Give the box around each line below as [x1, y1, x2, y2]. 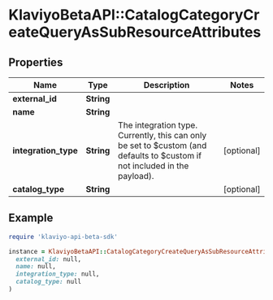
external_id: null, [15, 254, 82, 263]
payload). [117, 171, 154, 181]
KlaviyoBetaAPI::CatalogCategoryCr [8, 6, 260, 24]
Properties [8, 55, 63, 69]
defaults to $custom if [117, 150, 201, 161]
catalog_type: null [15, 278, 82, 286]
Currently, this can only [117, 130, 207, 141]
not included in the [117, 160, 189, 172]
